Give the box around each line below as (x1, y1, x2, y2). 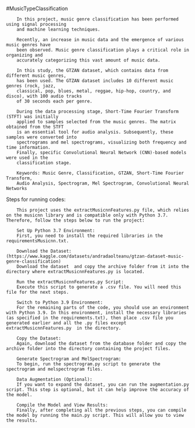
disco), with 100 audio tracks (6, 93, 82, 99)
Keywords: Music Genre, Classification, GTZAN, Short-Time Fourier (16, 170, 184, 176)
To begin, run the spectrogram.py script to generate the (16, 361, 161, 367)
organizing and (6, 52, 43, 58)
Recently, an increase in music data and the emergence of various (16, 37, 184, 43)
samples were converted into (6, 134, 77, 140)
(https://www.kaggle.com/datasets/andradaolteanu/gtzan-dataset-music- (6, 253, 184, 259)
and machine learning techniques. (16, 26, 100, 32)
